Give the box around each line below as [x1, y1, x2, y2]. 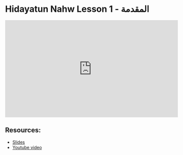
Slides [12, 139, 25, 145]
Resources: [5, 126, 41, 134]
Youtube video [12, 144, 42, 150]
